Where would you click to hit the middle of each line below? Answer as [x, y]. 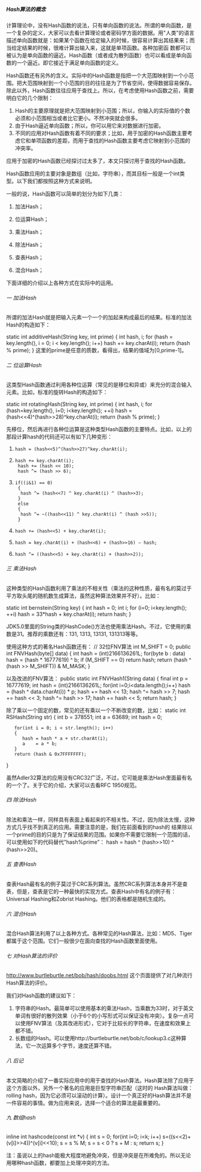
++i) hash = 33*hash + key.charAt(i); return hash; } [69, 614]
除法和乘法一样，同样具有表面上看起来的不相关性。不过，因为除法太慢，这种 [100, 819]
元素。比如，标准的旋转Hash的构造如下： [57, 392]
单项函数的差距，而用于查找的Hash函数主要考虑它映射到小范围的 [110, 140]
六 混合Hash [22, 914]
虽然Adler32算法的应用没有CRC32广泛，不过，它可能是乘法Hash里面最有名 [99, 777]
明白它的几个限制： [30, 98]
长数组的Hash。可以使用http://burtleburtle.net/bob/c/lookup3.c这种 [98, 1038]
